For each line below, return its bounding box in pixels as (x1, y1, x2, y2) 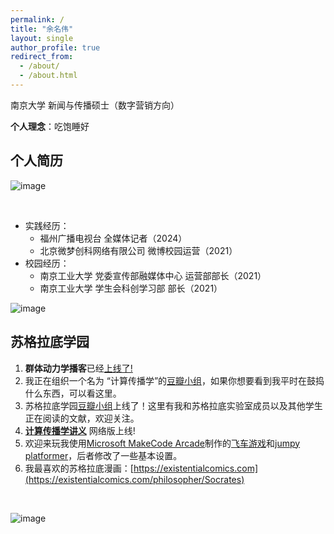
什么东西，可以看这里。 (24, 387, 122, 399)
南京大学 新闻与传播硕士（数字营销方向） (10, 99, 180, 111)
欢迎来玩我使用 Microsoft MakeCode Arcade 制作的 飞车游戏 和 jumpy (24, 437, 301, 449)
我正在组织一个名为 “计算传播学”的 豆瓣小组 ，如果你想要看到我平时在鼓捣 (24, 374, 325, 386)
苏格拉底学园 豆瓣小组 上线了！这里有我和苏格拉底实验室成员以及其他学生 (24, 399, 323, 411)
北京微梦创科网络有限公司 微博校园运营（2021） (39, 244, 238, 256)
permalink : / (10, 14, 65, 25)
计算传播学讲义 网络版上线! (24, 424, 136, 436)
